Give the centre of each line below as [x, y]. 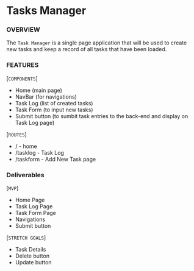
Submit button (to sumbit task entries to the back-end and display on [102, 116]
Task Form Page [36, 213]
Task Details [31, 250]
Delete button [32, 256]
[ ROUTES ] [17, 134]
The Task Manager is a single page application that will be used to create [97, 43]
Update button [33, 262]
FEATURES [23, 65]
